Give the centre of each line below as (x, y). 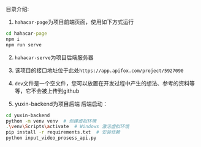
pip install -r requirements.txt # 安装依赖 (63, 132)
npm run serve (24, 45)
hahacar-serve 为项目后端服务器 (54, 57)
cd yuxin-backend (28, 115)
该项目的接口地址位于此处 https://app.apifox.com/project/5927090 (99, 70)
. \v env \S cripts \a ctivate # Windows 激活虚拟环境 (67, 127)
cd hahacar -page (26, 34)
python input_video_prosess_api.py (51, 138)
